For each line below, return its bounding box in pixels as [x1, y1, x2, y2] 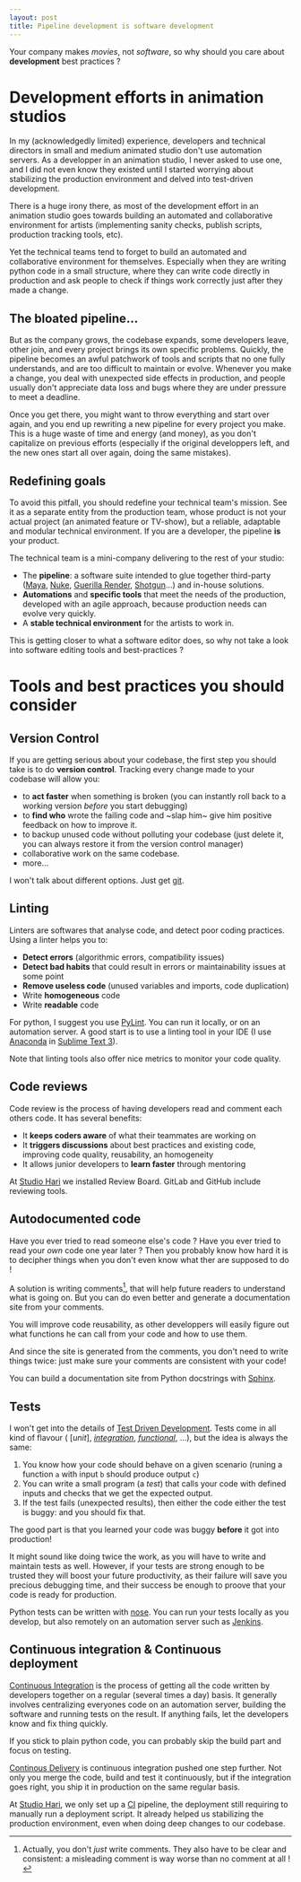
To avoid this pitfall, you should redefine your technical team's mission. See [9, 497, 288, 508]
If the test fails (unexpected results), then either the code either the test [21, 1497, 287, 1508]
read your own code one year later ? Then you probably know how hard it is [9, 1244, 288, 1256]
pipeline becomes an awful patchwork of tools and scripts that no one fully [9, 353, 286, 364]
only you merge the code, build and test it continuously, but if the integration [9, 1772, 291, 1782]
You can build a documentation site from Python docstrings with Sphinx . [9, 1373, 276, 1384]
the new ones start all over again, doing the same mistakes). [9, 448, 231, 458]
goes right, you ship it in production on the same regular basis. [9, 1782, 240, 1792]
